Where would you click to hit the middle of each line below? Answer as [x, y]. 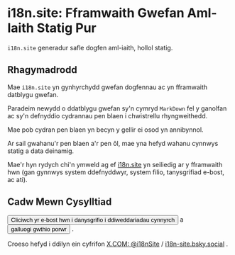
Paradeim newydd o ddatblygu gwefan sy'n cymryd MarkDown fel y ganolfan [117, 108]
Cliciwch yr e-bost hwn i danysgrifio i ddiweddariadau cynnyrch [93, 220]
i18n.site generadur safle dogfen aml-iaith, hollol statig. [90, 47]
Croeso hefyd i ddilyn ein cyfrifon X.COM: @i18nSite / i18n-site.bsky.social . [118, 244]
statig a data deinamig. [41, 151]
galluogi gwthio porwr [39, 229]
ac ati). [17, 179]
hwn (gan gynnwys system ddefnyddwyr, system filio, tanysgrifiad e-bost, [116, 172]
